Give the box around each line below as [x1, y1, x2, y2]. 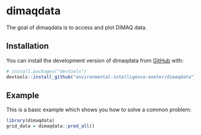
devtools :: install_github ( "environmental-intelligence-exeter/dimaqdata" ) [6, 74, 197, 80]
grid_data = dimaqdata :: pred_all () [6, 123, 95, 129]
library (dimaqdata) [6, 118, 55, 124]
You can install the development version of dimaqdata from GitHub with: [6, 56, 184, 64]
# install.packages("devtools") [6, 68, 87, 74]
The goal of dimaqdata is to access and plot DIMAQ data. [6, 24, 147, 31]
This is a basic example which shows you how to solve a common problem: [6, 106, 191, 114]
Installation [6, 41, 49, 51]
